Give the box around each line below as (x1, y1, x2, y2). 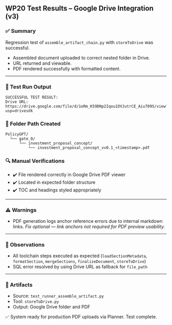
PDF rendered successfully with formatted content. (12, 65, 121, 71)
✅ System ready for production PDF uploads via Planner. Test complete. (5, 314, 157, 320)
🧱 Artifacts (5, 281, 33, 289)
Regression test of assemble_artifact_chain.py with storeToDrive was (5, 39, 154, 45)
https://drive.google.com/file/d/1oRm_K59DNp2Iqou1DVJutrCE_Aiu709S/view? (5, 104, 168, 109)
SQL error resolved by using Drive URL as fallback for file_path (12, 264, 147, 270)
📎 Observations (5, 241, 45, 248)
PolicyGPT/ (5, 132, 29, 137)
